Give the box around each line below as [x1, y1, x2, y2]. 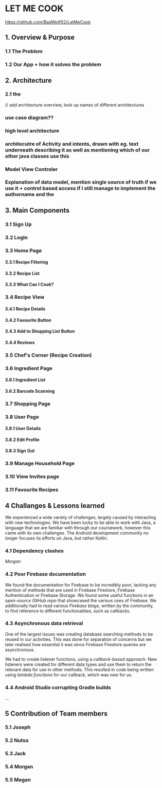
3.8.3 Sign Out [5, 448, 35, 454]
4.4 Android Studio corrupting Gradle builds [5, 684, 111, 691]
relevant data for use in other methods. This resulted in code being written [5, 666, 154, 673]
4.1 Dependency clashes [5, 547, 64, 554]
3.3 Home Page [5, 247, 42, 254]
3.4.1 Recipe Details [5, 306, 46, 312]
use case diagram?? [5, 114, 54, 121]
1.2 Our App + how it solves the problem [5, 61, 101, 68]
